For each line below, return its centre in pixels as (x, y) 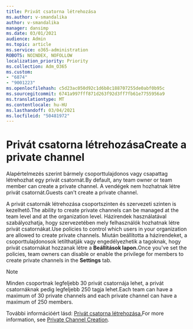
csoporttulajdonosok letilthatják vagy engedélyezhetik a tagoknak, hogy (94, 242)
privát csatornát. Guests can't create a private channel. (72, 193)
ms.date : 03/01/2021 (32, 34)
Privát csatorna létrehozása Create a (97, 145)
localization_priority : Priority (47, 61)
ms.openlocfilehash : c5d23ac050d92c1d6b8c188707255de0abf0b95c (86, 88)
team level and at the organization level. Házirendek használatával (86, 216)
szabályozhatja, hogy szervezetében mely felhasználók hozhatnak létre (93, 223)
